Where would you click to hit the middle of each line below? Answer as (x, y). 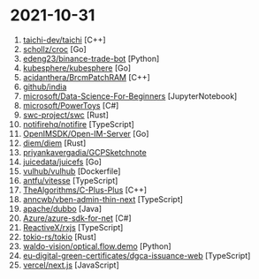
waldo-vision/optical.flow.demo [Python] (97, 246)
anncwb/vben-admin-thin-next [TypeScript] (103, 199)
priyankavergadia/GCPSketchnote (84, 152)
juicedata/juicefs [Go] (62, 162)
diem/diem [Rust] (54, 143)
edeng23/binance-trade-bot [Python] (91, 58)
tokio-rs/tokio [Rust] (59, 237)
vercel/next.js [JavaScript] (71, 265)
